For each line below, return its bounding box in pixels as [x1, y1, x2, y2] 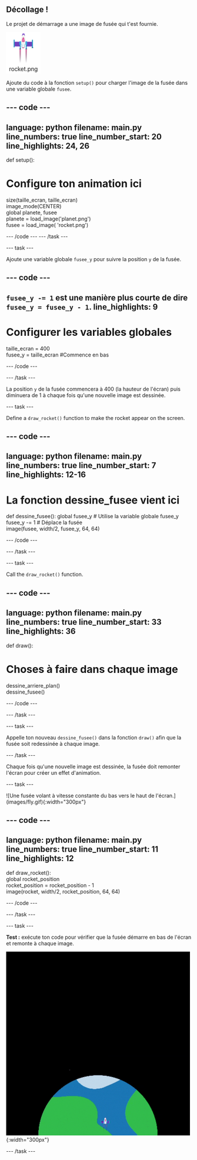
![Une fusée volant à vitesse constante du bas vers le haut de [6, 792, 155, 799]
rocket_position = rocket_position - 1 [6, 882, 94, 889]
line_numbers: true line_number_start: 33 [6, 617, 162, 627]
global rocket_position [6, 875, 60, 882]
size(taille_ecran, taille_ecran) [6, 196, 78, 204]
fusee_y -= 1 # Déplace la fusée [6, 519, 82, 526]
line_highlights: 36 [6, 626, 76, 636]
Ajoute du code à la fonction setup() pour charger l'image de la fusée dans [6, 79, 188, 86]
